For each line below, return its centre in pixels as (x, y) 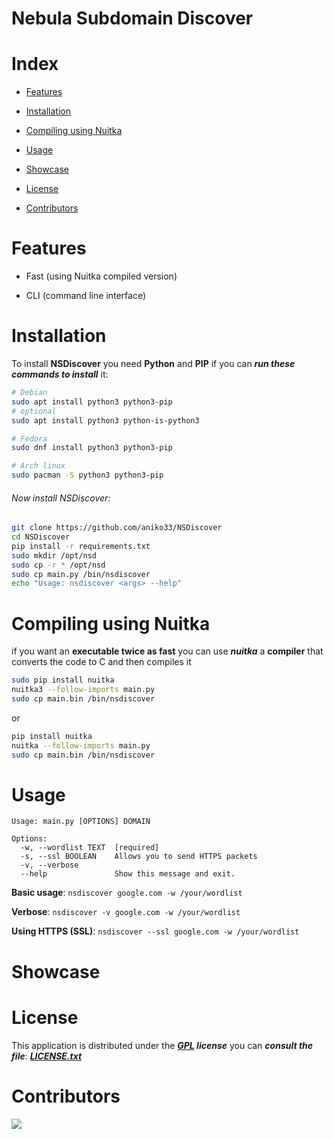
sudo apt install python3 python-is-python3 (105, 420)
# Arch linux (38, 466)
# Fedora (29, 438)
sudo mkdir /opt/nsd (54, 555)
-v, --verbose (49, 865)
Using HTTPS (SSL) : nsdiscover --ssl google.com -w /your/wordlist (155, 931)
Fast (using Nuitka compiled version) (101, 276)
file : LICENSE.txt (47, 1056)
